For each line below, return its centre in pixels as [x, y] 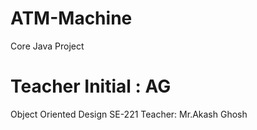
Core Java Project [47, 46]
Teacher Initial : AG [91, 86]
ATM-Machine [71, 18]
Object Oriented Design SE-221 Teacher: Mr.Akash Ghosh [129, 114]
